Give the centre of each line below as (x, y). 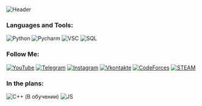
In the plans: (25, 83)
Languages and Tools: (40, 25)
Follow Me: (23, 54)
